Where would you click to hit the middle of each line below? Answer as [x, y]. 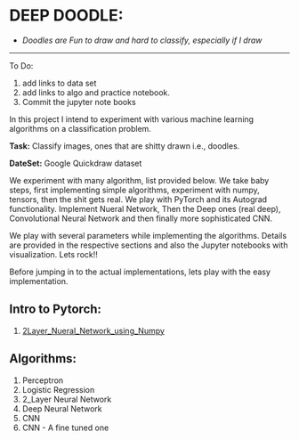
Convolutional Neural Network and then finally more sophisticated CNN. [141, 218]
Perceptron [43, 380]
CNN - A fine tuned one [65, 428]
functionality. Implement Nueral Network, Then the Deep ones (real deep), [145, 208]
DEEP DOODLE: [66, 16]
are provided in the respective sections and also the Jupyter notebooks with [149, 245]
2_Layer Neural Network [67, 399]
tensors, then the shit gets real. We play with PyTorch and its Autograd [138, 199]
